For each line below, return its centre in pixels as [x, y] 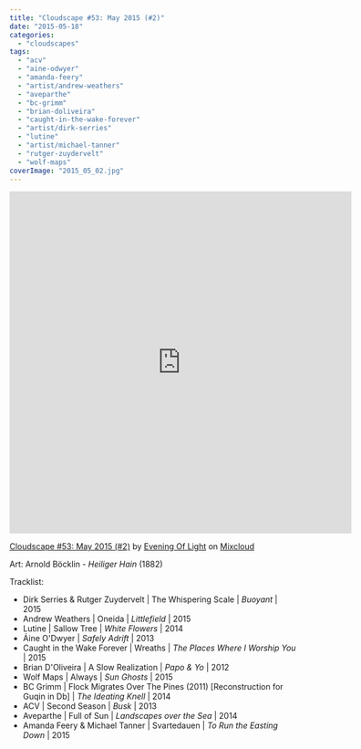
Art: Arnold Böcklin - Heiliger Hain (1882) [86, 564]
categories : [32, 35]
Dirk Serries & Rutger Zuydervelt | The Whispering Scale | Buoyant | [150, 599]
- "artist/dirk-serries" [65, 129]
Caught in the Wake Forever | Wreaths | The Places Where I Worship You [159, 648]
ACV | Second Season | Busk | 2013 [90, 706]
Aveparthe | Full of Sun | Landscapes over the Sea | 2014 [130, 716]
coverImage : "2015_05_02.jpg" [67, 171]
